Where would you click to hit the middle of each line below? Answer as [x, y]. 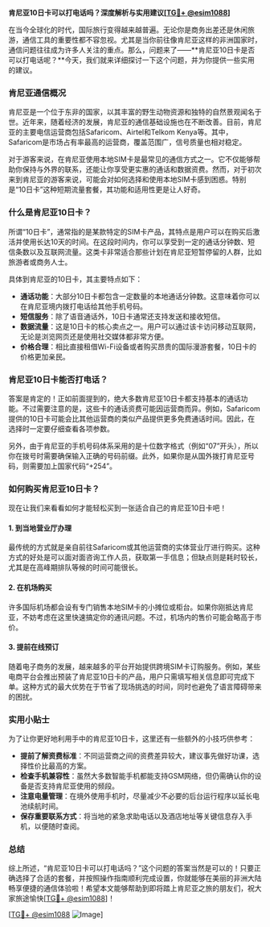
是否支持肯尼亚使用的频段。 [73, 786]
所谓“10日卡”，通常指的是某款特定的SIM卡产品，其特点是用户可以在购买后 [131, 231]
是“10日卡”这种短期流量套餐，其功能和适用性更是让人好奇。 [106, 189]
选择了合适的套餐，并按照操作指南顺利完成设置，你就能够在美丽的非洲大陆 [138, 879]
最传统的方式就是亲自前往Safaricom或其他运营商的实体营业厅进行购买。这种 [135, 547]
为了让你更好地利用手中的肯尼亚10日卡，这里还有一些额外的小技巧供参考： [132, 739]
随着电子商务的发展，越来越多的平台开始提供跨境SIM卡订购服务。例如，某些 [135, 666]
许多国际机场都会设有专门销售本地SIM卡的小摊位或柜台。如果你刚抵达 [124, 607]
